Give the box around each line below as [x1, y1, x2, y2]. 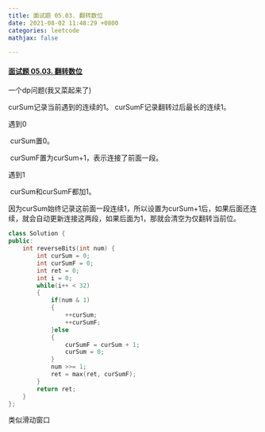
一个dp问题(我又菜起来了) [8, 85, 92, 95]
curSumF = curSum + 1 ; [64, 341, 140, 348]
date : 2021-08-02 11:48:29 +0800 [8, 19, 119, 27]
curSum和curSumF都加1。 [10, 187, 97, 197]
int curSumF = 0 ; [36, 259, 94, 267]
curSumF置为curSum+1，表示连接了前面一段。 [10, 153, 163, 163]
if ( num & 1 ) [50, 296, 90, 305]
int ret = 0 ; [36, 267, 80, 274]
